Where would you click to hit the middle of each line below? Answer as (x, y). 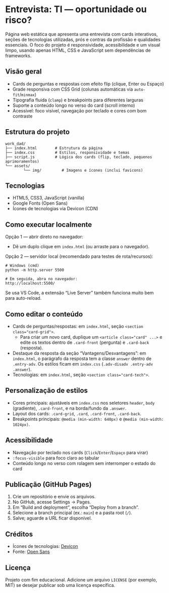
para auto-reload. (23, 298)
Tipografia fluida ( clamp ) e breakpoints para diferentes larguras (78, 100)
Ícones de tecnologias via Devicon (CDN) (55, 209)
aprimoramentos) (22, 161)
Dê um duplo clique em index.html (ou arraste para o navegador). (81, 247)
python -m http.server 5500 (35, 270)
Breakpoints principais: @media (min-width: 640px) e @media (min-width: (88, 419)
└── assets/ (18, 166)
